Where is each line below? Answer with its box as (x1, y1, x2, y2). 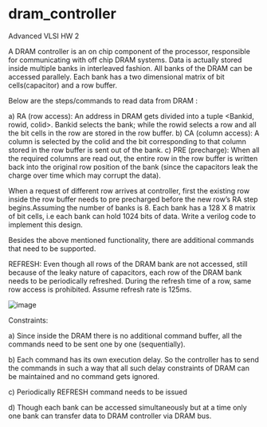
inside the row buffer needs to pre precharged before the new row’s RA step (8, 194, 258, 204)
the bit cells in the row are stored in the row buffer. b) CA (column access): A (8, 128, 260, 138)
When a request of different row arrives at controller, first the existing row (8, 186, 249, 195)
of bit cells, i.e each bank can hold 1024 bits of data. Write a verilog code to (8, 211, 257, 221)
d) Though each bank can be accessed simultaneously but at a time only (8, 402, 247, 412)
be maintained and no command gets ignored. (8, 371, 160, 381)
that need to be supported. (8, 244, 96, 253)
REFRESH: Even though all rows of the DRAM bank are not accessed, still (8, 259, 248, 268)
